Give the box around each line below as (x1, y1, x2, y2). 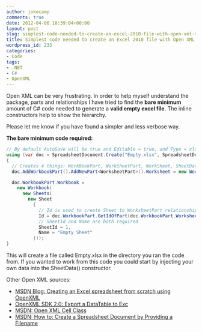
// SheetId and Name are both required (38, 219, 138, 225)
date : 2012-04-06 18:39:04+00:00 (6, 20, 90, 26)
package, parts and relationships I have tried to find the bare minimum (6, 98, 182, 106)
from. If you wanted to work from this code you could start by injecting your (6, 258, 194, 265)
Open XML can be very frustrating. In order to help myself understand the (6, 92, 189, 100)
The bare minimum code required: (6, 134, 93, 142)
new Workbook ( (17, 185, 52, 191)
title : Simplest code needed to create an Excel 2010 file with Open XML (6, 37, 195, 43)
